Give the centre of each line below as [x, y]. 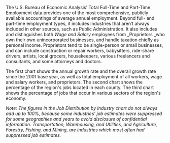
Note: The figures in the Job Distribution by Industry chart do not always [82, 108]
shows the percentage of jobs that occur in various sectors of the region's [83, 93]
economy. [16, 98]
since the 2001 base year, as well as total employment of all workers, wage [84, 77]
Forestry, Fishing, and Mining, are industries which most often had [75, 130]
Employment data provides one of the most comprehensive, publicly [77, 13]
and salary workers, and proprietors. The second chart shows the [74, 82]
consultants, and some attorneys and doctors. [54, 61]
